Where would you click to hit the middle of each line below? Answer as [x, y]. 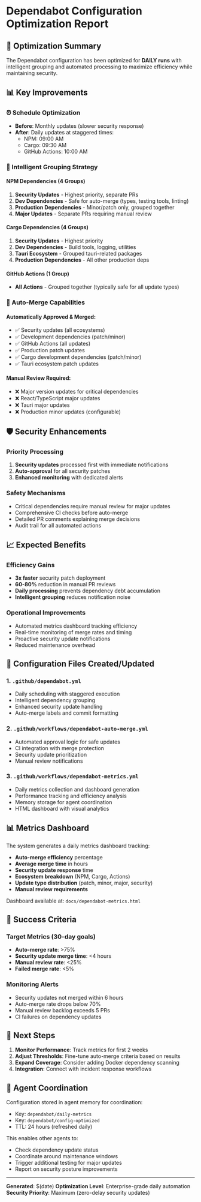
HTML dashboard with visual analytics [62, 808]
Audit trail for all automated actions [58, 525]
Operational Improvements [46, 613]
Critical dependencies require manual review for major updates [92, 506]
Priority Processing [35, 451]
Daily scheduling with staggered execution [67, 694]
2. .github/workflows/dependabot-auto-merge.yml [77, 729]
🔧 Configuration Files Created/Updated [80, 663]
